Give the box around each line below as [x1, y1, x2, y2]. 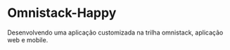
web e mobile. [7, 35, 49, 44]
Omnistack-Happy [7, 5, 117, 21]
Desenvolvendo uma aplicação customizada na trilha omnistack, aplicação [7, 28, 224, 37]
